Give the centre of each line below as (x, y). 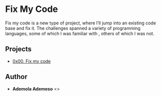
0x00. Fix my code (31, 61)
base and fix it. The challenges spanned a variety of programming (73, 28)
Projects (18, 49)
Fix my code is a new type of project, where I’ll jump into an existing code (80, 23)
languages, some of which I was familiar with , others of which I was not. (80, 33)
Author (16, 77)
